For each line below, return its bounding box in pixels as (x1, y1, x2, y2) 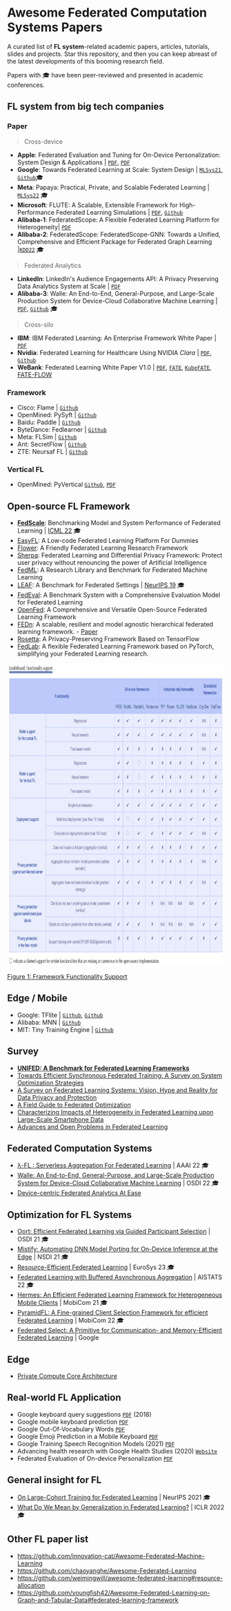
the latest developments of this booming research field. (7, 57, 164, 65)
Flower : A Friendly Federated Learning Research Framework (17, 544, 188, 552)
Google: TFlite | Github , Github (17, 1011, 103, 1019)
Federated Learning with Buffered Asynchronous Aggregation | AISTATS (17, 1273, 223, 1281)
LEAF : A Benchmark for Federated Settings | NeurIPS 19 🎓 (17, 581, 185, 589)
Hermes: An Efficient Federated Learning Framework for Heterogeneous (17, 1290, 223, 1299)
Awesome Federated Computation (7, 5, 208, 21)
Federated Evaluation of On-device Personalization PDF (17, 1454, 174, 1462)
